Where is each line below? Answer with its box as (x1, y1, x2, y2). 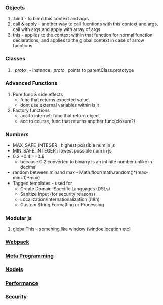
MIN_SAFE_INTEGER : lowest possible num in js (12, 148, 112, 154)
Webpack (5, 238, 29, 246)
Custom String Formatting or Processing (20, 202, 104, 208)
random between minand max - (12, 169, 78, 175)
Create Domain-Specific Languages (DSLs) (20, 186, 110, 192)
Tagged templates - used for (12, 180, 72, 187)
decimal (20, 164, 37, 170)
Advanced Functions (5, 79, 58, 86)
